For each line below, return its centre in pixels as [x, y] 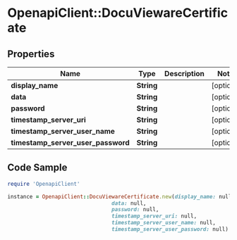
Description [184, 74]
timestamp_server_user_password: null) [170, 229]
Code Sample [37, 168]
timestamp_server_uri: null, [154, 216]
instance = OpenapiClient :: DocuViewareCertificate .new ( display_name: [112, 196]
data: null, [129, 203]
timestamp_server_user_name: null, [164, 223]
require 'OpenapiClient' [44, 184]
